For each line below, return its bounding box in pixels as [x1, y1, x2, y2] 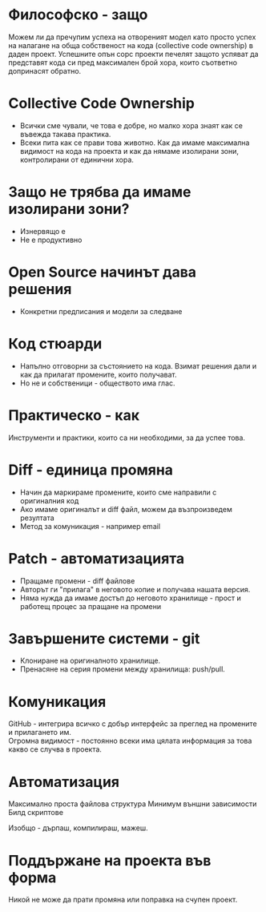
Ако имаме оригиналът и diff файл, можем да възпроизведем [19, 504, 232, 514]
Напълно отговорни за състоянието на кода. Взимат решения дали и [19, 361, 257, 370]
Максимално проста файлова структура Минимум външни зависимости [8, 799, 257, 809]
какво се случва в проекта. [8, 745, 103, 754]
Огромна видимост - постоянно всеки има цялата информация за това [8, 736, 252, 746]
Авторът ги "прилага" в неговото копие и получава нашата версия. [19, 584, 251, 594]
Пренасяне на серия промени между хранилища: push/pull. [19, 664, 226, 674]
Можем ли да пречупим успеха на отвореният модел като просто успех [8, 32, 256, 42]
